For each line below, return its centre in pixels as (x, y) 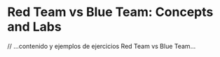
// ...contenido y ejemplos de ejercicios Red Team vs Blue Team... (102, 46)
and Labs (34, 27)
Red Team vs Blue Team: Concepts (110, 12)
